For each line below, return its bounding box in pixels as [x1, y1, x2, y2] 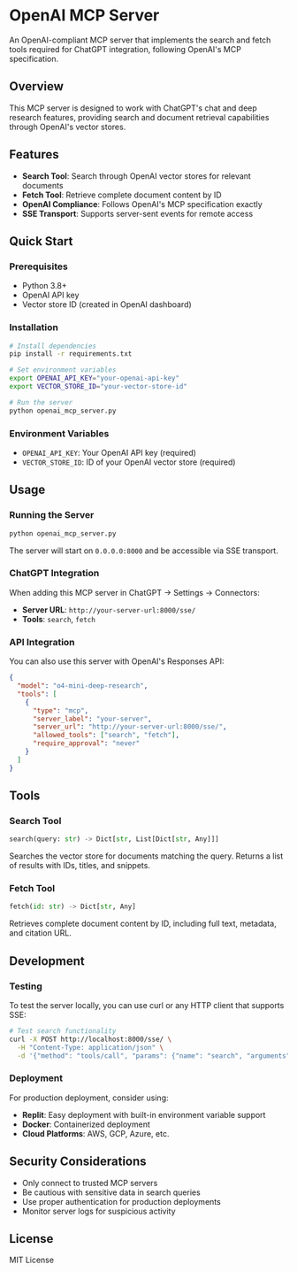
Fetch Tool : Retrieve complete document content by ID [21, 189, 223, 200]
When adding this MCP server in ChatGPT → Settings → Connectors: [9, 587, 261, 597]
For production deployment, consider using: [9, 1092, 170, 1103]
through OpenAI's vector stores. [9, 121, 126, 132]
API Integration [9, 636, 75, 648]
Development [9, 953, 86, 968]
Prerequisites [9, 260, 68, 273]
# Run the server [9, 397, 73, 407]
